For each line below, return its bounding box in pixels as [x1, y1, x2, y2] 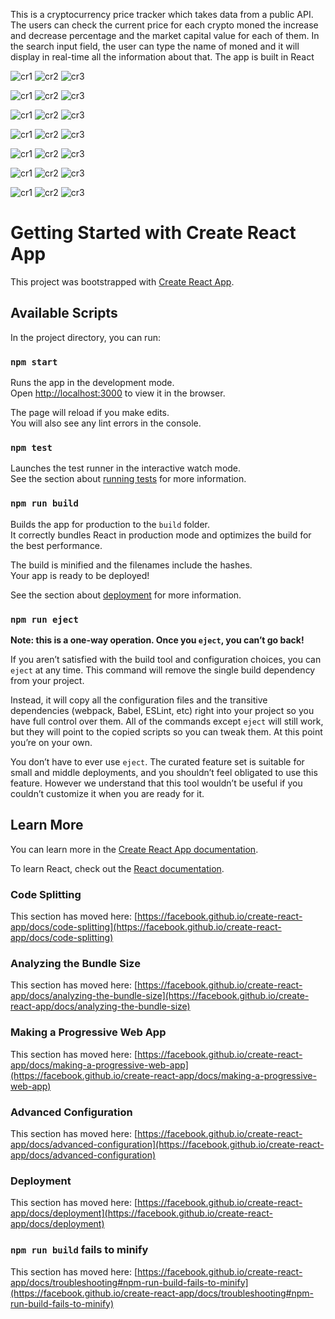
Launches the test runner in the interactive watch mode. [10, 462, 242, 474]
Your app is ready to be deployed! [10, 569, 150, 581]
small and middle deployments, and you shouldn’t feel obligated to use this [10, 766, 318, 778]
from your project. [10, 674, 85, 686]
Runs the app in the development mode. [10, 377, 175, 389]
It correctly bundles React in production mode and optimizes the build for [10, 529, 312, 541]
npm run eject [10, 614, 79, 625]
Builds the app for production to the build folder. [10, 518, 211, 530]
